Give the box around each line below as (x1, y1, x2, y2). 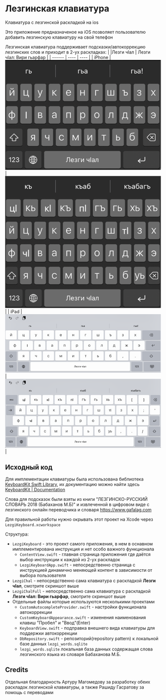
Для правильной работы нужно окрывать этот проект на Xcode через (5, 516, 153, 522)
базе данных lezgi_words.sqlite (19, 641, 88, 646)
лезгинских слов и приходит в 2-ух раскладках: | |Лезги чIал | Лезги (5, 49, 151, 55)
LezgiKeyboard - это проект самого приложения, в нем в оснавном (12, 540, 153, 546)
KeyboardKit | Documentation (5, 486, 65, 492)
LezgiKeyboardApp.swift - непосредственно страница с (19, 562, 136, 568)
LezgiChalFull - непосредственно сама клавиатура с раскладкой (12, 588, 151, 594)
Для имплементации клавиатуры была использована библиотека (5, 476, 144, 482)
